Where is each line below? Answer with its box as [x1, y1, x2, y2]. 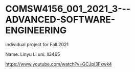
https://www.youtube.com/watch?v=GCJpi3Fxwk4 [5, 61, 112, 67]
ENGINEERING [5, 25, 67, 36]
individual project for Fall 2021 [5, 41, 69, 47]
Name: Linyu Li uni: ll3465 [5, 51, 60, 57]
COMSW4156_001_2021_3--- [5, 3, 130, 15]
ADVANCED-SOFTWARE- [5, 14, 116, 25]
